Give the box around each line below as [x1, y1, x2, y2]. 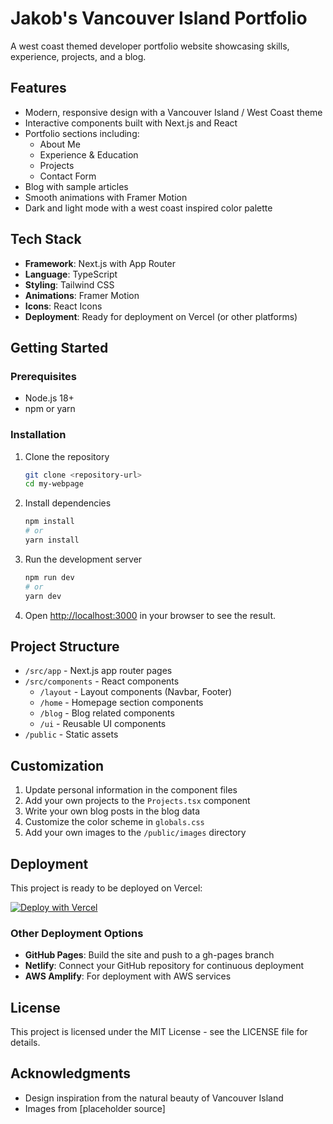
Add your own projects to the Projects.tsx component [24, 795, 251, 807]
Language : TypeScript [24, 268, 118, 280]
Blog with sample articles [24, 180, 129, 192]
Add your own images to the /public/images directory [24, 827, 247, 839]
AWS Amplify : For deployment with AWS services [24, 970, 232, 982]
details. [10, 1037, 41, 1049]
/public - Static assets [24, 728, 119, 741]
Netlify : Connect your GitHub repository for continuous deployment [24, 960, 305, 972]
